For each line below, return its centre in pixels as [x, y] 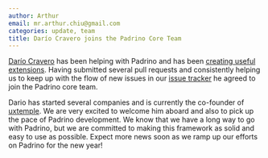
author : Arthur [34, 16]
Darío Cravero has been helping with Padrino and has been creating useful [132, 61]
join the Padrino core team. [53, 87]
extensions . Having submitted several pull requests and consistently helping [134, 70]
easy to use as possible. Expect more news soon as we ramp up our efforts [133, 137]
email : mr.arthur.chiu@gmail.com [64, 23]
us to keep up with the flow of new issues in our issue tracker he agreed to [132, 78]
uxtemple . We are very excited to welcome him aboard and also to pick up [131, 111]
